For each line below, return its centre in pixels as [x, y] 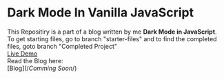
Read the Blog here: [35, 60]
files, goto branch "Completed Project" [62, 46]
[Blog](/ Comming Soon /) [42, 68]
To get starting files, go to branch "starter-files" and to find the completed [112, 38]
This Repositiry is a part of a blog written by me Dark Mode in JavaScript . [112, 32]
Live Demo [22, 54]
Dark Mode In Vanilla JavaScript [101, 13]
